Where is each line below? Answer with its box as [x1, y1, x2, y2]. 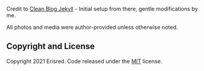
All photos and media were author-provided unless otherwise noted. [6, 24, 178, 31]
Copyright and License [6, 41, 95, 51]
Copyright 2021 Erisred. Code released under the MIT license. [6, 58, 162, 65]
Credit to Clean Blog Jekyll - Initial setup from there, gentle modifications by [6, 6, 198, 12]
